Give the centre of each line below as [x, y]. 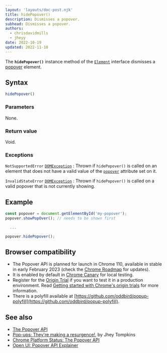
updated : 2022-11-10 [27, 47]
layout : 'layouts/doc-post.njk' [39, 10]
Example [19, 202]
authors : [14, 29]
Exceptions [19, 155]
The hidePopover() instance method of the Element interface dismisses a [80, 61]
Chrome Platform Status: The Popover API [56, 340]
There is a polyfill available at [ [44, 296]
